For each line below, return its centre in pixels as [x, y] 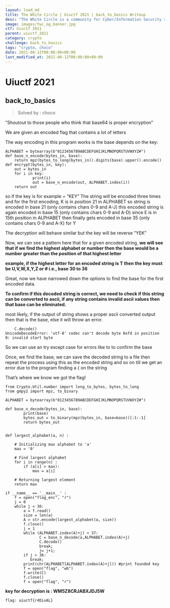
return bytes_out [41, 422]
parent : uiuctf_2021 [27, 33]
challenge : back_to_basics [34, 43]
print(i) [41, 178]
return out [26, 187]
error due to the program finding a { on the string [56, 368]
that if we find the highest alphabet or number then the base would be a [82, 248]
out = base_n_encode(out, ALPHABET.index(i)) [81, 183]
